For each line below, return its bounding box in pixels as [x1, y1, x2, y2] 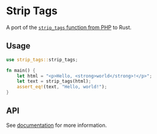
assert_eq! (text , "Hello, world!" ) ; [17, 84, 108, 90]
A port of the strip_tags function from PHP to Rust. [6, 24, 132, 31]
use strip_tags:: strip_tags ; [6, 56, 78, 63]
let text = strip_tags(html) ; [17, 78, 92, 84]
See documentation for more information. [6, 122, 107, 129]
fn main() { [6, 67, 36, 74]
